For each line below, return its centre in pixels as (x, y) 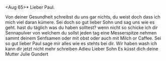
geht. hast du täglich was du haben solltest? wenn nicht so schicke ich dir (81, 27)
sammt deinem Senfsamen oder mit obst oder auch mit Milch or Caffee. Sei (83, 38)
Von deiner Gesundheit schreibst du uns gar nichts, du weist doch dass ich (83, 17)
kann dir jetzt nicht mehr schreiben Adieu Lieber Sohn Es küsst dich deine (82, 49)
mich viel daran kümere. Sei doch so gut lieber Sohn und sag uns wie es (80, 22)
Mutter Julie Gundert (27, 54)
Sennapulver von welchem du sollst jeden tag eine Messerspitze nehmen (81, 33)
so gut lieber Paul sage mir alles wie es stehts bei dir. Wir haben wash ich (81, 43)
